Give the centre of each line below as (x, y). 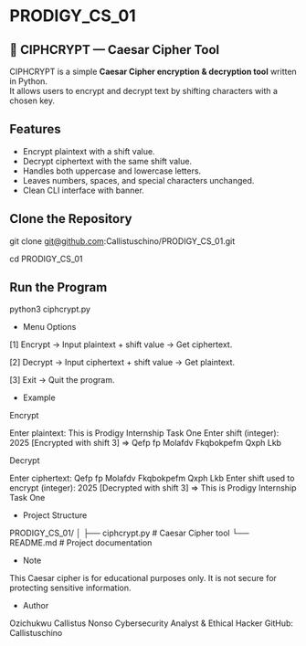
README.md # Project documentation (81, 543)
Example (39, 397)
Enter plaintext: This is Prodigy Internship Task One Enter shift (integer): (144, 433)
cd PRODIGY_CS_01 (46, 259)
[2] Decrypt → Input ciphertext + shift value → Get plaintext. (122, 363)
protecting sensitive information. (70, 588)
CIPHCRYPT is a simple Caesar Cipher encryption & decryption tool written (153, 71)
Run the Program (58, 287)
